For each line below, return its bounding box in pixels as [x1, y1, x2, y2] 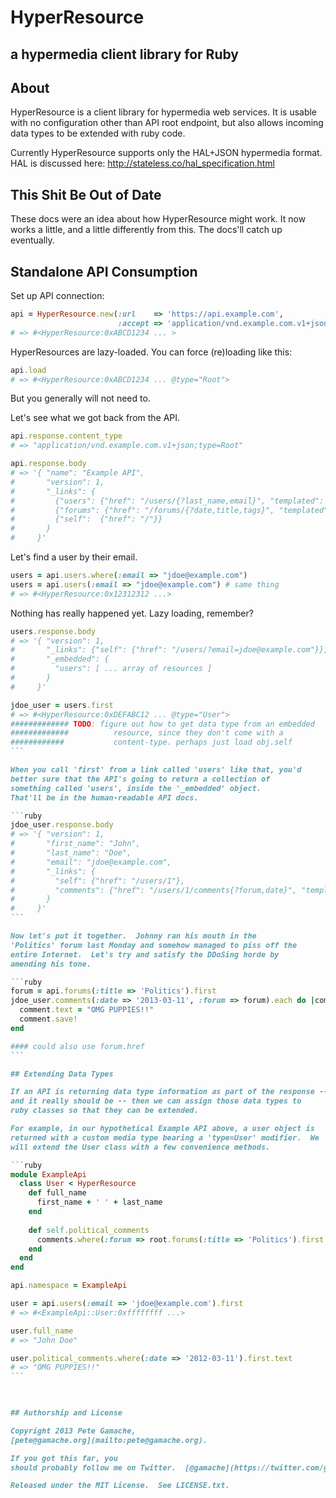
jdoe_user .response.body [10, 820, 114, 830]
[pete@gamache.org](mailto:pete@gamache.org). [10, 1435, 208, 1445]
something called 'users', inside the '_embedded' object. [10, 783, 262, 793]
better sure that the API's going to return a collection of [10, 774, 271, 784]
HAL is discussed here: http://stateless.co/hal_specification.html [10, 157, 275, 170]
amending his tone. [10, 959, 92, 969]
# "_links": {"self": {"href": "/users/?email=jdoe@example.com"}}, [10, 645, 329, 655]
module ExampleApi [10, 1169, 87, 1180]
